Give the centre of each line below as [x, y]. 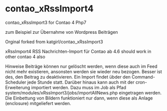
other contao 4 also [25, 56]
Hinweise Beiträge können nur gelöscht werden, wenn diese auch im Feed [81, 66]
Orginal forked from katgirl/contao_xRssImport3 [54, 42]
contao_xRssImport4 [49, 9]
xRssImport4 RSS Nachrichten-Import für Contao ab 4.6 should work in [78, 51]
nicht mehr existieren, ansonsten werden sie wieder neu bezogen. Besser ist [83, 71]
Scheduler [16, 82]
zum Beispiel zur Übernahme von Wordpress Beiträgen [62, 32]
